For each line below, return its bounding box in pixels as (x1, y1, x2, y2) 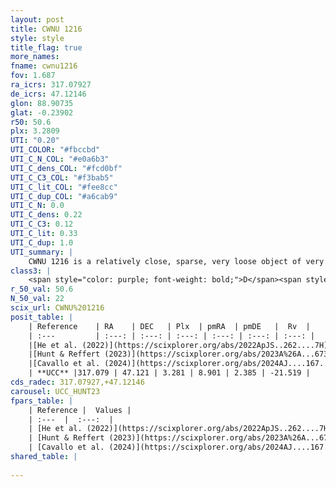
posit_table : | (10, 312, 74, 322)
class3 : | (10, 266, 52, 276)
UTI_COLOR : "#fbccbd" (10, 145, 101, 155)
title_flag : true (10, 42, 83, 53)
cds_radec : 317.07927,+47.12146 (10, 377, 145, 387)
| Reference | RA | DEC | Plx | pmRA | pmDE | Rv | (28, 321, 311, 331)
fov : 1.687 (10, 71, 56, 81)
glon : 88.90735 (10, 98, 74, 108)
